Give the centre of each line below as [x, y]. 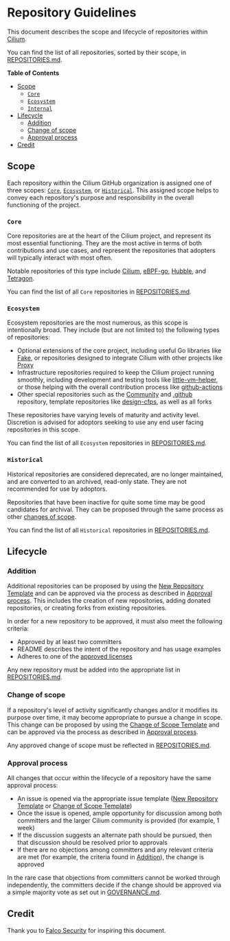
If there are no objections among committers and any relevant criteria [115, 850]
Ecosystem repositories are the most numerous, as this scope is [97, 323]
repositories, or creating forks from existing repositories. [87, 608]
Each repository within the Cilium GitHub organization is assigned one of [110, 183]
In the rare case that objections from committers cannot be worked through [114, 877]
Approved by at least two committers [69, 642]
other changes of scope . [42, 516]
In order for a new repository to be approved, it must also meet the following [115, 621]
